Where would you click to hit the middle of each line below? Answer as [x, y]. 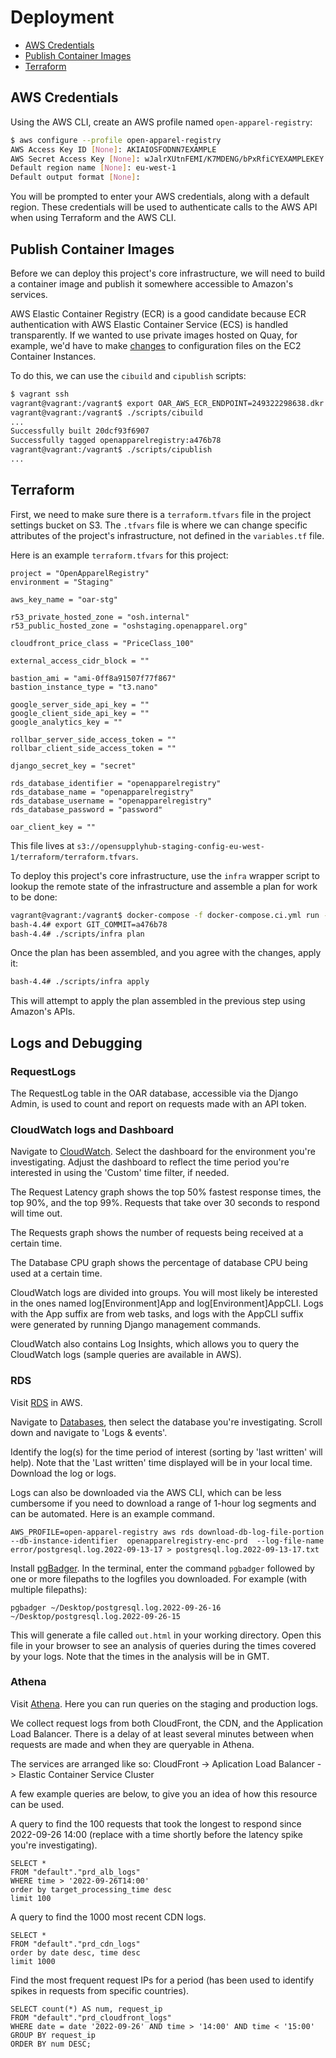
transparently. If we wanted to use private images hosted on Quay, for [154, 335]
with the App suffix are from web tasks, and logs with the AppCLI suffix [157, 1314]
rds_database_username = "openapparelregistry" [111, 801]
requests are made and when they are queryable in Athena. [132, 1744]
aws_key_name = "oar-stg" [64, 599]
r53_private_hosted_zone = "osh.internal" [100, 617]
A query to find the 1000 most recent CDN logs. [108, 1917]
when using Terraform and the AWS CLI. [93, 218]
